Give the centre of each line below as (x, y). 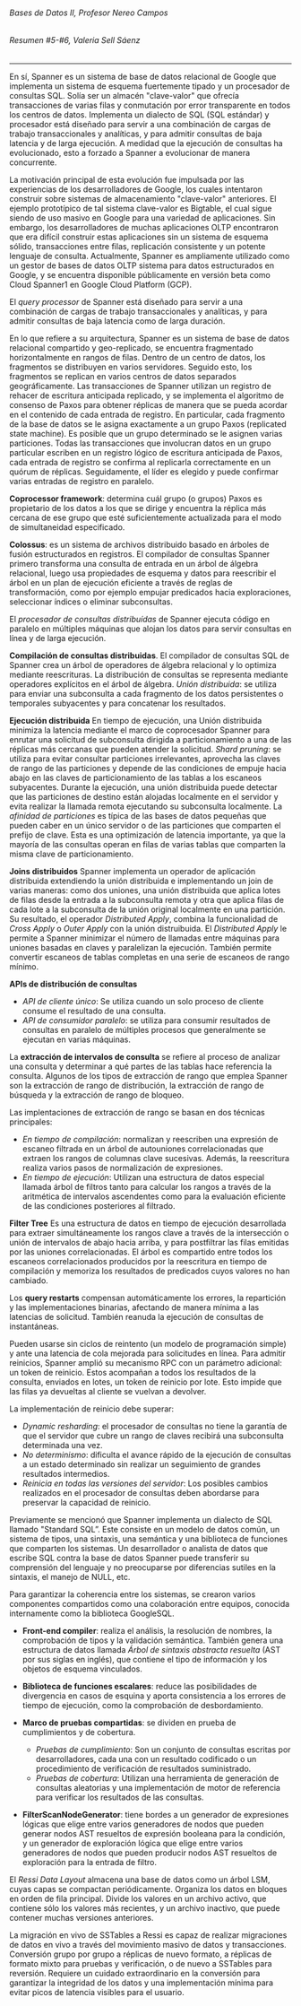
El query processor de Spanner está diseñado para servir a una (126, 301)
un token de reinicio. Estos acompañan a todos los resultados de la (133, 1372)
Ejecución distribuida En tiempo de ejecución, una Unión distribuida (136, 720)
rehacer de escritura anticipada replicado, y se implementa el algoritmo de (147, 395)
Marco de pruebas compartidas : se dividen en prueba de (129, 1723)
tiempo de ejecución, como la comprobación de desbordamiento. (143, 1705)
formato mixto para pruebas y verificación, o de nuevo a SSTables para (141, 1963)
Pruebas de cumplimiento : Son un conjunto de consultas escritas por (163, 1750)
